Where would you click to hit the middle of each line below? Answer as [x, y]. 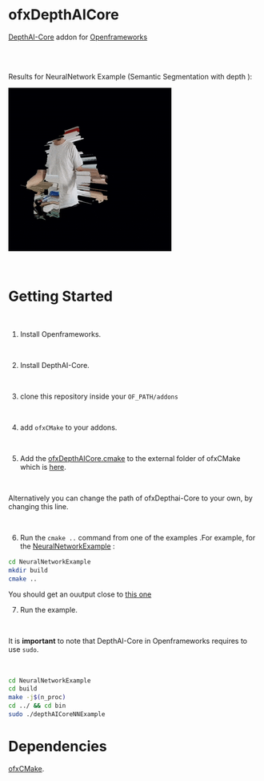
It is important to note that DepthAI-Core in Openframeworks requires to [128, 641]
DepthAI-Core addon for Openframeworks [78, 37]
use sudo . [24, 649]
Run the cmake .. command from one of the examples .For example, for [138, 537]
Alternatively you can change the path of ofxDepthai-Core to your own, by [131, 498]
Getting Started [61, 296]
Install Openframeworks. [60, 334]
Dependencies [58, 747]
